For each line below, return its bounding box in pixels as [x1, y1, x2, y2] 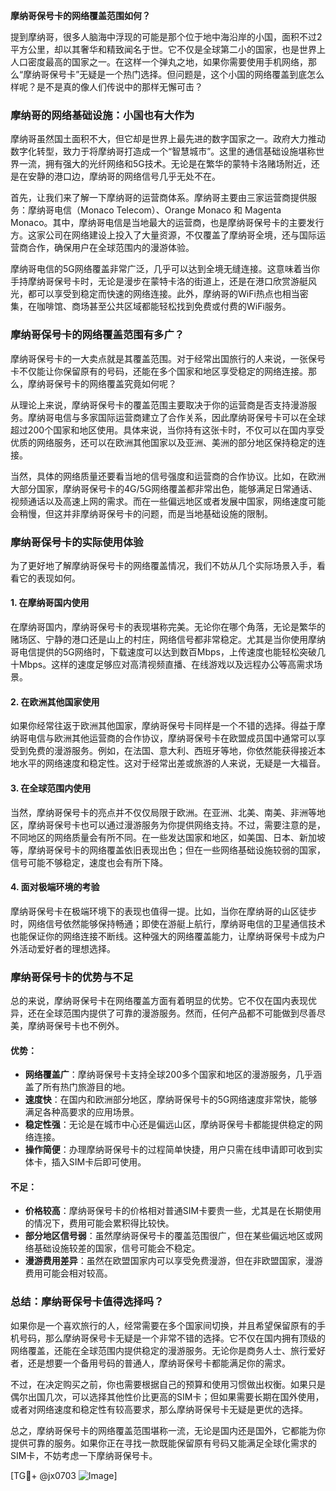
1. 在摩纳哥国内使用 [10, 597, 90, 609]
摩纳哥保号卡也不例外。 [27, 1020, 125, 1031]
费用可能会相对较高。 [24, 1267, 113, 1279]
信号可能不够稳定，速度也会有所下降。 [10, 856, 168, 868]
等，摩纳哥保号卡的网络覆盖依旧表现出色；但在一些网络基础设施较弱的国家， [10, 844, 326, 856]
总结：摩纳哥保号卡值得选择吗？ [10, 1295, 165, 1309]
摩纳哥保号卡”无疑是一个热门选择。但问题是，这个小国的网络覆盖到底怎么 [23, 69, 325, 80]
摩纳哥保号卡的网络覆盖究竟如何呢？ [27, 377, 177, 389]
